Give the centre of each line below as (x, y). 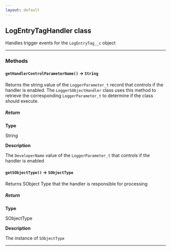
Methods (17, 61)
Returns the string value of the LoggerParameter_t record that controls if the (84, 84)
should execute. (22, 101)
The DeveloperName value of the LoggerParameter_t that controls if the (78, 155)
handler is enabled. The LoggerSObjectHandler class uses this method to (81, 90)
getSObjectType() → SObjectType (39, 172)
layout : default (22, 10)
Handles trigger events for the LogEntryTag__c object (61, 43)
